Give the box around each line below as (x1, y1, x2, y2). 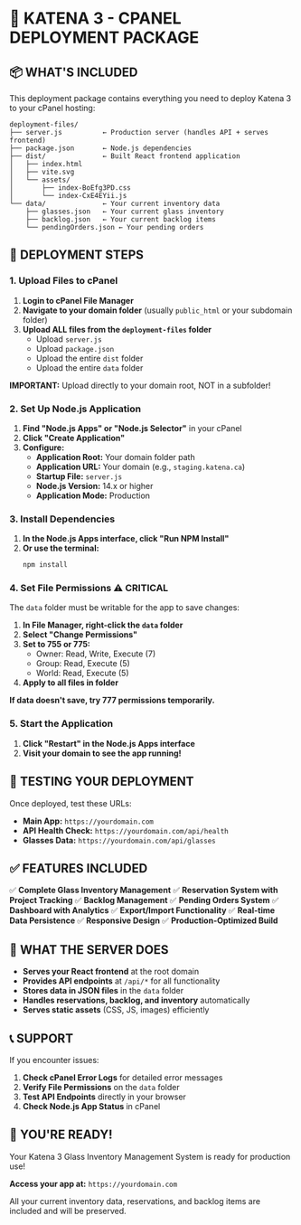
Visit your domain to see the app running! (22, 748, 183, 759)
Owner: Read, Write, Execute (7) (35, 648, 156, 659)
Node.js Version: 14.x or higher (35, 480, 154, 491)
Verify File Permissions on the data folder (22, 1082, 180, 1092)
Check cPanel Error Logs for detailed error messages (22, 1072, 223, 1083)
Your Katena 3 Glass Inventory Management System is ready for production (9, 1151, 291, 1162)
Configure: (22, 442, 65, 453)
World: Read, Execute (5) (35, 668, 129, 679)
